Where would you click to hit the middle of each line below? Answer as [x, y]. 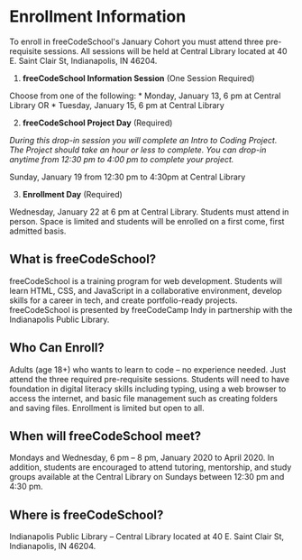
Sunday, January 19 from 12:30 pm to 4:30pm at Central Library [128, 177]
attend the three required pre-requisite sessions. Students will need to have [150, 379]
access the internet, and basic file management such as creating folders [143, 398]
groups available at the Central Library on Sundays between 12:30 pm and [147, 477]
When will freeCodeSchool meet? [105, 436]
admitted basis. [38, 231]
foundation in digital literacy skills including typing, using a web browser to [148, 389]
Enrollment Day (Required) [73, 194]
